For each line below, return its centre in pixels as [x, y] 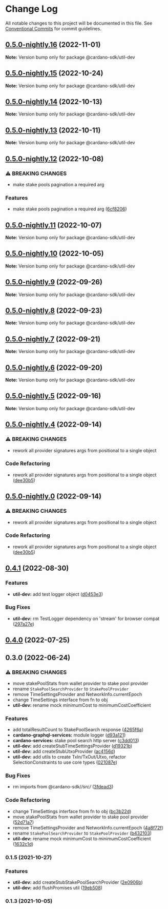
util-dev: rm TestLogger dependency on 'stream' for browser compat [86, 618]
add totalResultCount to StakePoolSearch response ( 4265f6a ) [78, 730]
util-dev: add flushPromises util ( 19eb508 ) [57, 888]
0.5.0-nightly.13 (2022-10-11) [53, 130]
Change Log [31, 9]
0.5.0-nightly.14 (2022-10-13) [54, 101]
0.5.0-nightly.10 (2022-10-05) [55, 254]
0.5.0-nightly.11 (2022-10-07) [54, 225]
